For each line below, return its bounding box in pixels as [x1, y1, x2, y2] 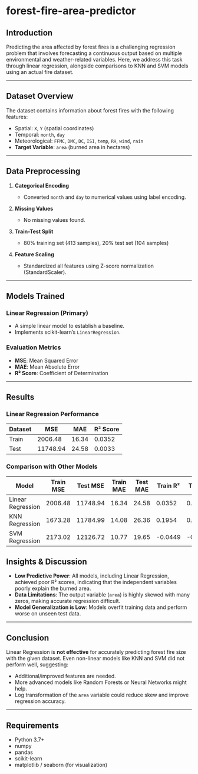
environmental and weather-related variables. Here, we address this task [6, 56, 183, 63]
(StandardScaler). [23, 268, 67, 276]
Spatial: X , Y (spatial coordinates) [14, 124, 94, 131]
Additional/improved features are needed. [14, 673, 116, 680]
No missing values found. [23, 216, 85, 223]
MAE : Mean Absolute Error [14, 363, 80, 370]
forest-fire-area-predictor [6, 4, 136, 18]
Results [6, 392, 35, 402]
